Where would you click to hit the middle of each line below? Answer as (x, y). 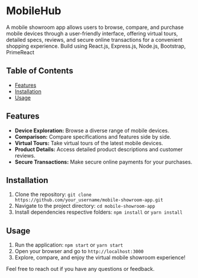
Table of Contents (40, 71)
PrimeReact (20, 52)
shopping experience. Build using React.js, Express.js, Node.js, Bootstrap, (96, 46)
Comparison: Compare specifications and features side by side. (93, 136)
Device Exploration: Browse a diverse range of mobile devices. (92, 130)
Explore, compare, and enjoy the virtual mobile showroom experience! (100, 257)
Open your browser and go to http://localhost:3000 (79, 251)
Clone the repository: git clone (53, 194)
